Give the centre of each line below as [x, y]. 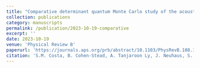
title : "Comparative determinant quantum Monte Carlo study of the [92, 12]
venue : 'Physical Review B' [41, 45]
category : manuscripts [34, 22]
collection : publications [38, 17]
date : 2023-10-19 [28, 39]
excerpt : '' [21, 34]
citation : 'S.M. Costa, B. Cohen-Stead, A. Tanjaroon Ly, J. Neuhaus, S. [100, 56]
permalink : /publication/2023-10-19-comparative [68, 28]
